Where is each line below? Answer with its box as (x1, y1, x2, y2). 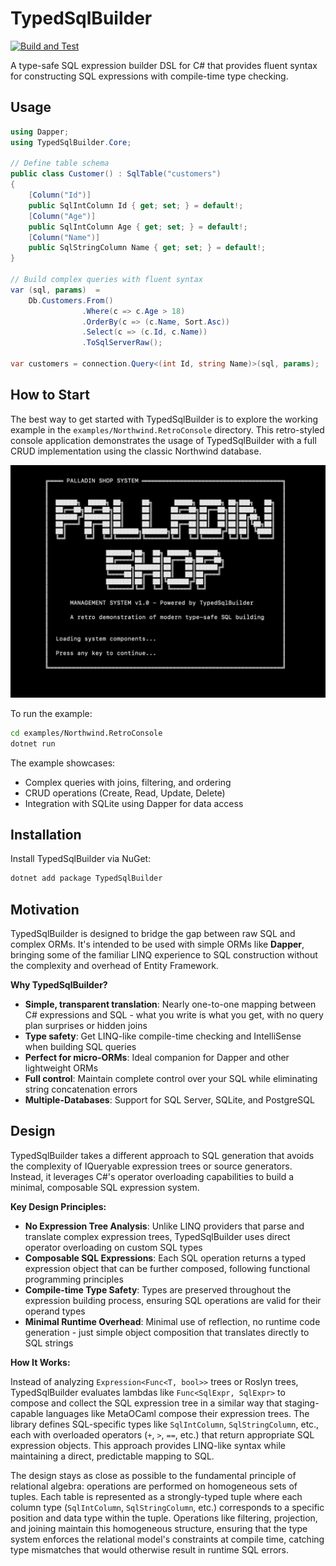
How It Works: (10, 1356, 71, 1368)
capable (10, 1407, 44, 1419)
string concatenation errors (24, 1083, 138, 1096)
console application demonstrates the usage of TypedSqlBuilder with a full (10, 434, 317, 446)
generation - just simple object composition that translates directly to (24, 1326, 310, 1338)
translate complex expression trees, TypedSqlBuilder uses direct (24, 1230, 291, 1242)
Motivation (10, 901, 80, 918)
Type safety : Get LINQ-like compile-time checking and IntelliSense (24, 1030, 302, 1042)
